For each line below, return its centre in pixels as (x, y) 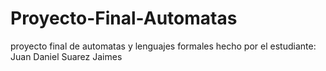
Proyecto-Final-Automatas (124, 18)
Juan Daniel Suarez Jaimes (66, 56)
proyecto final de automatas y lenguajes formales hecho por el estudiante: (163, 46)
